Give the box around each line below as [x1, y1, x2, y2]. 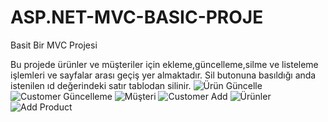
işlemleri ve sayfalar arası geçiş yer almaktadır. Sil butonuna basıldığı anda [10, 69, 317, 81]
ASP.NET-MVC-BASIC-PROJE [10, 6, 264, 29]
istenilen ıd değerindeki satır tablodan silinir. [10, 79, 192, 91]
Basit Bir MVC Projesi [10, 39, 98, 51]
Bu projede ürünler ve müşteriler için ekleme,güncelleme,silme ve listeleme [10, 58, 319, 70]
